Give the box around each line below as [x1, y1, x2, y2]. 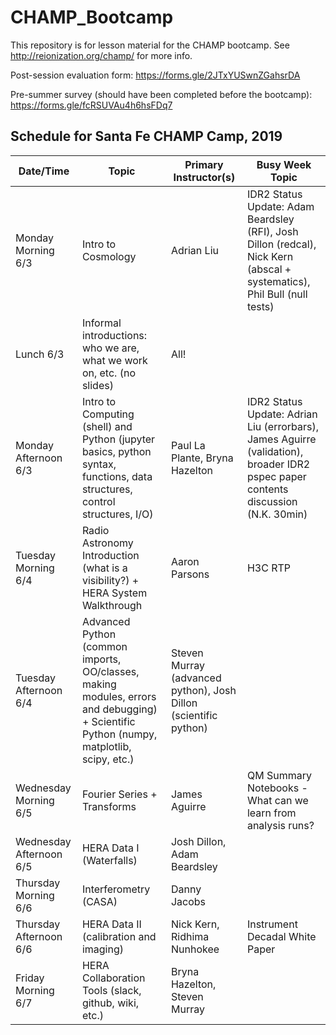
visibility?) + [81, 573, 140, 587]
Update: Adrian [246, 407, 318, 421]
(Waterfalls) [81, 853, 138, 867]
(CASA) [81, 894, 118, 908]
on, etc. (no [81, 366, 136, 380]
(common [81, 639, 128, 653]
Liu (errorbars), [246, 419, 320, 433]
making [81, 677, 117, 691]
